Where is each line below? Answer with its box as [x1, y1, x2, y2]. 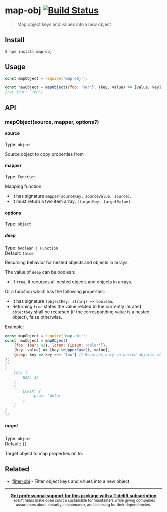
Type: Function [5, 173, 36, 179]
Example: [5, 324, 24, 330]
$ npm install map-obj [5, 49, 52, 54]
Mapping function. [5, 183, 43, 189]
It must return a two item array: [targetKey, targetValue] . [12, 198, 132, 204]
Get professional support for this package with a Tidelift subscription [10, 492, 157, 498]
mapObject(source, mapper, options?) [5, 118, 99, 125]
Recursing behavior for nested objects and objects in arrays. [5, 259, 129, 266]
